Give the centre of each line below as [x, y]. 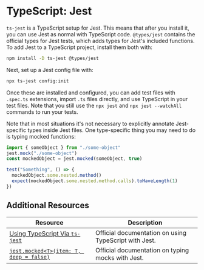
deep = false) [30, 257]
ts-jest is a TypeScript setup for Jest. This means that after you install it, [98, 28]
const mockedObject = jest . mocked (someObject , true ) [74, 159]
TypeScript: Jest [49, 11]
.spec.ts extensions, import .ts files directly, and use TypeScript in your [97, 99]
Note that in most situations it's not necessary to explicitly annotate [90, 123]
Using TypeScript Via [39, 233]
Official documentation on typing [142, 250]
